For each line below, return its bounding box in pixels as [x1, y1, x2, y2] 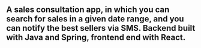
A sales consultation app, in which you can [6, 5, 170, 15]
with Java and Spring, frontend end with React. [6, 33, 186, 43]
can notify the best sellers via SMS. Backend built [6, 23, 196, 33]
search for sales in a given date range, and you [6, 14, 184, 24]
